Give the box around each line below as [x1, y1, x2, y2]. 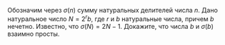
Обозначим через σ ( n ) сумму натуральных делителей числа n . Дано [7, 6, 218, 14]
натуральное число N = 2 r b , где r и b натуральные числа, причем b [7, 13, 214, 23]
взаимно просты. [7, 30, 60, 38]
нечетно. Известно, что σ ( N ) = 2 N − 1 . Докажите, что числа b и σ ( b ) [7, 22, 214, 30]
